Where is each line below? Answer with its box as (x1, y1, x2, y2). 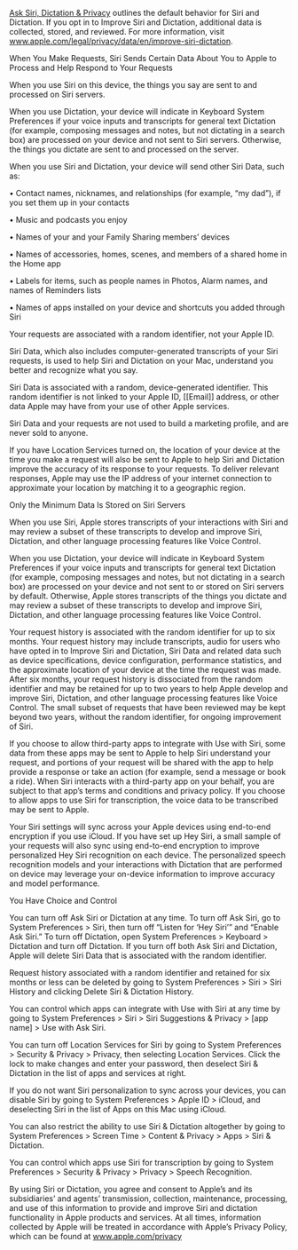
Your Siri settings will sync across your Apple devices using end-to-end (9, 821, 271, 832)
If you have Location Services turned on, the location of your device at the (9, 445, 281, 455)
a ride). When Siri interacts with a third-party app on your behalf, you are (9, 776, 275, 787)
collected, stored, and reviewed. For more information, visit (9, 27, 224, 36)
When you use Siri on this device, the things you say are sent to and (9, 80, 257, 90)
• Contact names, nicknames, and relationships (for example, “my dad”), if (9, 188, 281, 198)
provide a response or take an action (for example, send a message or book (9, 767, 286, 777)
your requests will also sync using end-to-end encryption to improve (9, 841, 260, 850)
